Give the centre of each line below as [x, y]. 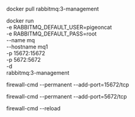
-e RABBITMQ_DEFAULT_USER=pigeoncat [59, 27]
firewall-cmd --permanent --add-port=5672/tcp [67, 96]
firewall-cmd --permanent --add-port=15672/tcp [68, 85]
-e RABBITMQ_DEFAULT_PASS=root [52, 34]
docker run [20, 21]
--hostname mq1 [27, 47]
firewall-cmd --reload [34, 108]
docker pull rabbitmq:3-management [53, 9]
